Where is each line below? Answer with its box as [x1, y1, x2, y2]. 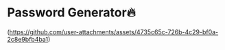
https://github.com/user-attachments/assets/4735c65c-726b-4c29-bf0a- [9, 27, 219, 36]
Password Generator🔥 [7, 5, 136, 21]
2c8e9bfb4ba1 [7, 35, 49, 43]
